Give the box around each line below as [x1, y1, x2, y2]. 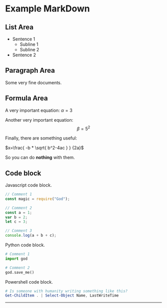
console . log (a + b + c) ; [5, 233, 57, 238]
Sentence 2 [12, 52, 36, 58]
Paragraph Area [5, 66, 55, 75]
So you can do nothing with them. [5, 154, 76, 160]
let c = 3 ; [5, 219, 28, 224]
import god [5, 256, 28, 261]
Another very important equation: [5, 117, 74, 123]
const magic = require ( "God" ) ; [5, 196, 70, 201]
